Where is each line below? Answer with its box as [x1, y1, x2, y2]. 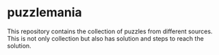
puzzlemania [7, 5, 82, 20]
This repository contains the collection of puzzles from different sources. [7, 27, 213, 35]
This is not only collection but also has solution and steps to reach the [7, 34, 204, 42]
